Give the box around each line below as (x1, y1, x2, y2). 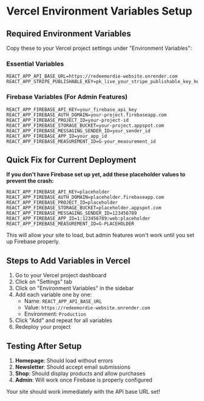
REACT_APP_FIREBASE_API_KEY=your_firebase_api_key (6, 106, 137, 113)
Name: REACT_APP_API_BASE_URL (24, 297, 102, 305)
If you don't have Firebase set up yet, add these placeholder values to (6, 171, 186, 178)
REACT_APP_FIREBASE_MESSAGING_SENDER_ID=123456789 (6, 211, 137, 217)
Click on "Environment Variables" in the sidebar (15, 285, 134, 292)
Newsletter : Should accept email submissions (15, 363, 131, 371)
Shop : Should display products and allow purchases (15, 370, 146, 377)
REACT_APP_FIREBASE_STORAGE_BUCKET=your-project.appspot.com (6, 123, 165, 129)
